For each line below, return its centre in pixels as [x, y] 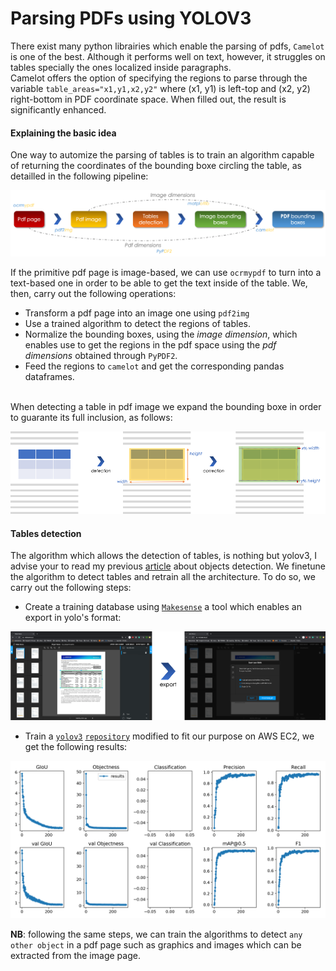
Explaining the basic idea [63, 133]
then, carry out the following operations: [93, 293]
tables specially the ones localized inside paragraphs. [121, 67]
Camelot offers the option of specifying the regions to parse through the [159, 78]
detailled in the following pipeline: [79, 176]
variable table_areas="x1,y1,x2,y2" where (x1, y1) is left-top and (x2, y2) [160, 88]
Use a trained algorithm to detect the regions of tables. [137, 323]
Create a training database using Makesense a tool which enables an [163, 607]
